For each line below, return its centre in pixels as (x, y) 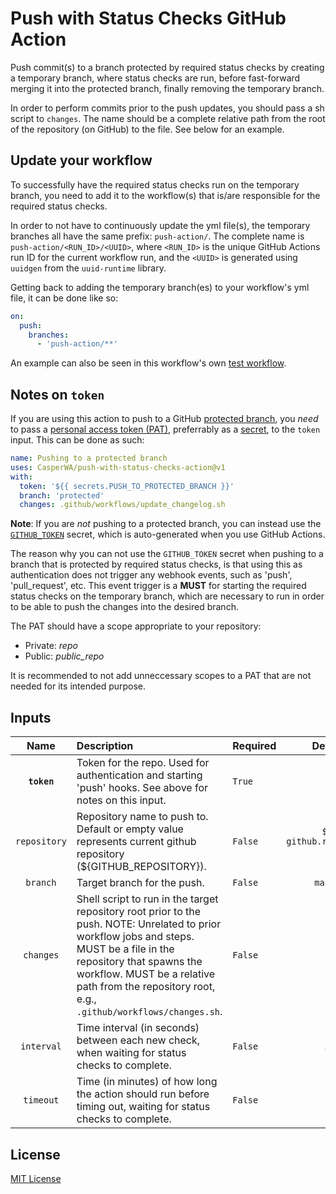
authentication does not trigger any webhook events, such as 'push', (151, 575)
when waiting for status (131, 1053)
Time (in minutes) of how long (147, 1082)
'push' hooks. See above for (142, 788)
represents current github (136, 842)
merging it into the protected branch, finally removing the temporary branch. (167, 88)
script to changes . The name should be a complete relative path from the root (168, 118)
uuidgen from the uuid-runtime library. (88, 268)
